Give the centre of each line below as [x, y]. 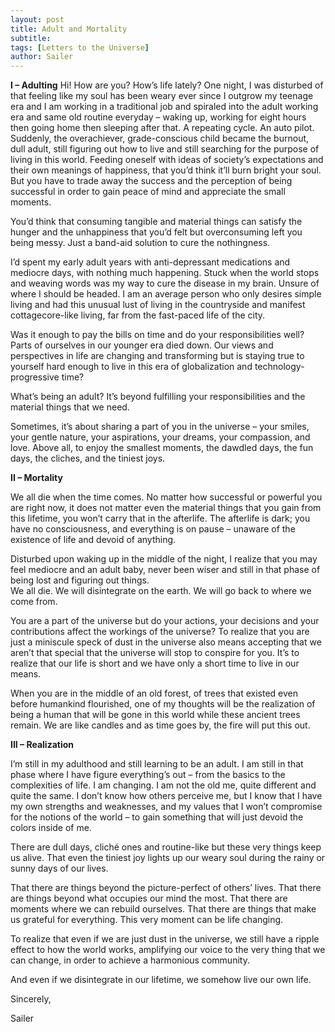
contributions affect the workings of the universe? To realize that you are [160, 632]
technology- [279, 367]
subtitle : [31, 38]
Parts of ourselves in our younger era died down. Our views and [142, 345]
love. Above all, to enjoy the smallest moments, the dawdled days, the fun [162, 448]
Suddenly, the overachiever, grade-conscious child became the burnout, [160, 138]
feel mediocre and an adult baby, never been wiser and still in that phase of [165, 570]
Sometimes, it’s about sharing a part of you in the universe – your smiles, [160, 427]
